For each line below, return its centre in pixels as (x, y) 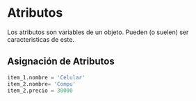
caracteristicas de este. (41, 39)
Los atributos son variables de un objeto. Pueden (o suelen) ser (98, 32)
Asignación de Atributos (61, 62)
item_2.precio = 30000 (40, 91)
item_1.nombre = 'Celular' (46, 77)
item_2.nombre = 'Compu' (42, 84)
